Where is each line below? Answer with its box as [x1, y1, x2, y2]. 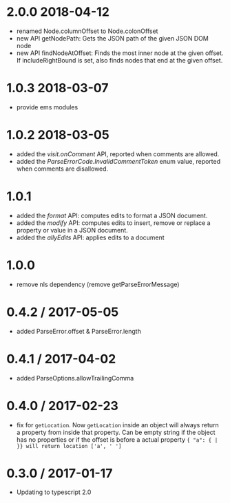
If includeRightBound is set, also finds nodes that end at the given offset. [16, 56, 223, 64]
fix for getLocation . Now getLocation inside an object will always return [16, 420, 219, 429]
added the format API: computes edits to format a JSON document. [16, 211, 208, 220]
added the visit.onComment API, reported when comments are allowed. [16, 149, 220, 158]
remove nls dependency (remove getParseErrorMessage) [16, 280, 180, 288]
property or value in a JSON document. [16, 226, 128, 234]
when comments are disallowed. [16, 164, 109, 173]
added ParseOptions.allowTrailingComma [16, 374, 134, 382]
